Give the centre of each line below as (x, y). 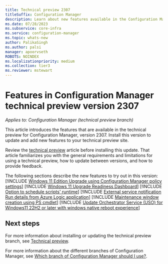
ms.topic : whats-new (27, 38)
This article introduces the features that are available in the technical (76, 129)
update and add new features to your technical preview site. (67, 140)
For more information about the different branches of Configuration (74, 250)
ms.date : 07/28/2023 (27, 24)
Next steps (22, 224)
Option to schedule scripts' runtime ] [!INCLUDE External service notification (83, 192)
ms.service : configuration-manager (42, 33)
